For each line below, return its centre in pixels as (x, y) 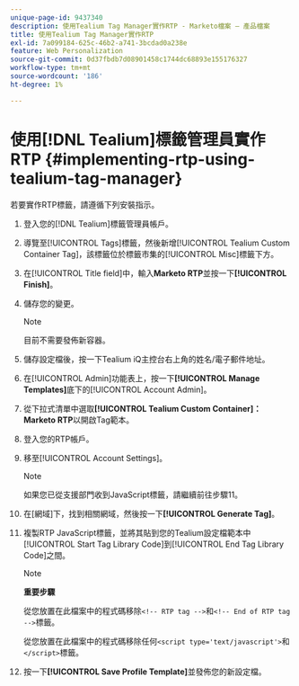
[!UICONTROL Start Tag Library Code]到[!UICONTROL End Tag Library (154, 544)
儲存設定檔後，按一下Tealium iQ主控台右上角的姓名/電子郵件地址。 (146, 359)
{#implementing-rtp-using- (149, 159)
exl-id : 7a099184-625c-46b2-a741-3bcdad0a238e (99, 43)
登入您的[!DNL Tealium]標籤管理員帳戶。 (98, 223)
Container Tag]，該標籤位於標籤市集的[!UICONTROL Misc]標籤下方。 (151, 254)
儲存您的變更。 (51, 303)
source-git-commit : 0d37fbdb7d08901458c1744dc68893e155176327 (129, 59)
